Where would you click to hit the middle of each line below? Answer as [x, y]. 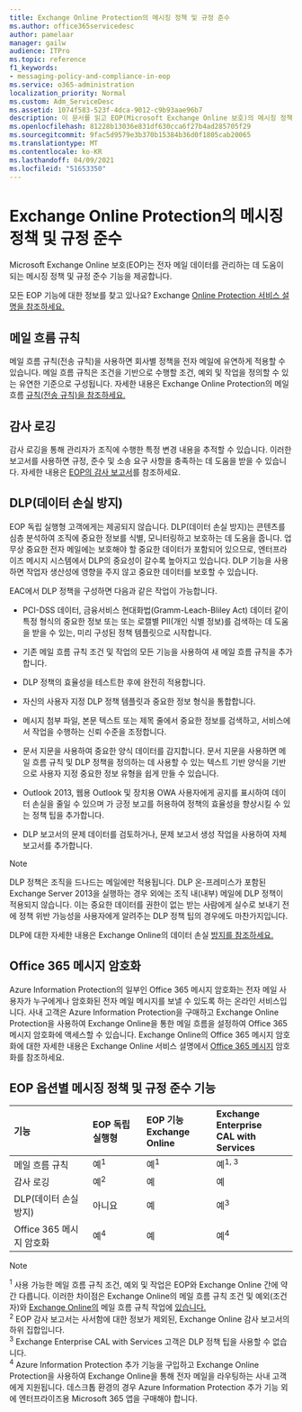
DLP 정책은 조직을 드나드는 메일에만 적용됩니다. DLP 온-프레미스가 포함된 [138, 882]
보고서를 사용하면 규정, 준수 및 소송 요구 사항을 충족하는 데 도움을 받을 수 [136, 460]
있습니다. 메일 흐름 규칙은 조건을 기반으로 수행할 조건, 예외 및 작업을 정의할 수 [145, 373]
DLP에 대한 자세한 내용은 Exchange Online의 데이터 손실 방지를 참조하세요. [142, 934]
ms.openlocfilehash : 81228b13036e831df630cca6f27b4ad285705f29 [130, 127]
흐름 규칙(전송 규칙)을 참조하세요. [67, 395]
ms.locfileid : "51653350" [58, 169]
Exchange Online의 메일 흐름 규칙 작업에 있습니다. [117, 1307]
